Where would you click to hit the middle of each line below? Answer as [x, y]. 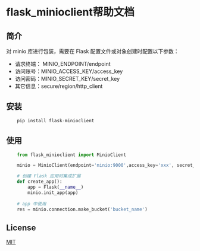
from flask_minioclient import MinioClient [72, 155]
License [21, 228]
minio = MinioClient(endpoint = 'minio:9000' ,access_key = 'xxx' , [96, 166]
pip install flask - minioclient [56, 120]
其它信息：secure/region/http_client [59, 86]
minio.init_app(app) [53, 193]
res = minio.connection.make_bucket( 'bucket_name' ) [82, 209]
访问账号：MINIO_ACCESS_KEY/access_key [69, 71]
